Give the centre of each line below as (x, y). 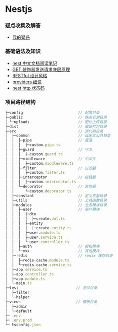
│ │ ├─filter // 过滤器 (51, 168)
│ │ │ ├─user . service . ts (34, 237)
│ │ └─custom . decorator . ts (38, 191)
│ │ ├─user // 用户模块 (52, 209)
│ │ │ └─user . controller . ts (37, 242)
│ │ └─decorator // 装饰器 (51, 187)
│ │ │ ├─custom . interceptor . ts (41, 182)
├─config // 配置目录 (52, 113)
